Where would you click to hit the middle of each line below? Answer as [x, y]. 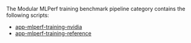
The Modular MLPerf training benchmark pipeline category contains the [96, 9]
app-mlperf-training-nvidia [49, 27]
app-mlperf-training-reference [53, 33]
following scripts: [28, 15]
